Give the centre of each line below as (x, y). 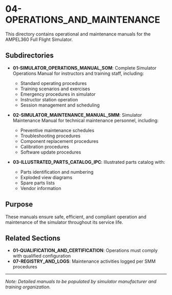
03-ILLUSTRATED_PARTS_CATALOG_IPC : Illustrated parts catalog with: (89, 162)
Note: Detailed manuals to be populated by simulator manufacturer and (81, 282)
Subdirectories (29, 56)
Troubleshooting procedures (50, 136)
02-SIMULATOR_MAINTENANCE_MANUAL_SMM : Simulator (77, 115)
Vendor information (41, 188)
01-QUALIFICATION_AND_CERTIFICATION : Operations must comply (85, 250)
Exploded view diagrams (46, 177)
